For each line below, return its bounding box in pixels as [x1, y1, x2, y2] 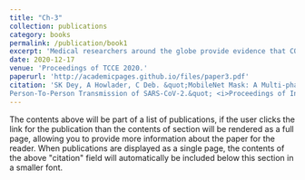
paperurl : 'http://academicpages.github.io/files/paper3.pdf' [9, 72, 250, 81]
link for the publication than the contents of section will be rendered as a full [9, 123, 294, 134]
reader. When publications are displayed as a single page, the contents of [9, 142, 285, 154]
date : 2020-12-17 [9, 55, 75, 64]
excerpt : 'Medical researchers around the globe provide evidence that [9, 47, 286, 56]
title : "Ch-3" [9, 13, 64, 23]
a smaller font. [9, 162, 64, 173]
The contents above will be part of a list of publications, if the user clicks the [9, 114, 295, 125]
